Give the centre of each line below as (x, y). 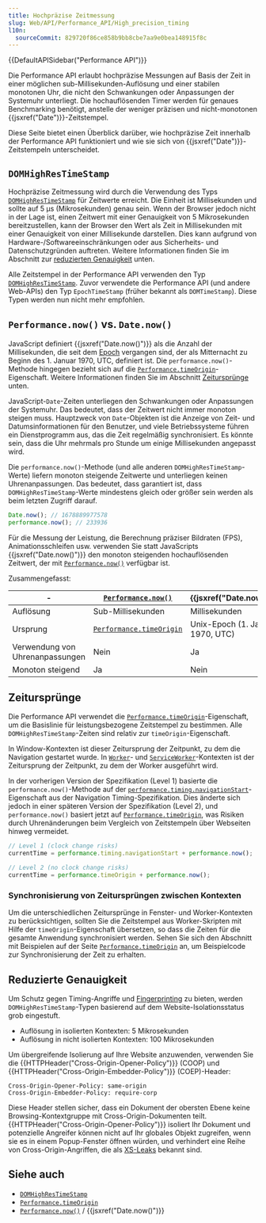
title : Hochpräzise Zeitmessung (61, 15)
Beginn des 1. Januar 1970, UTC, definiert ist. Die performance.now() (119, 360)
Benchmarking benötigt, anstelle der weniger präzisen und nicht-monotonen (133, 109)
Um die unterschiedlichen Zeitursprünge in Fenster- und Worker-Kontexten (131, 912)
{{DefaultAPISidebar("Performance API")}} (78, 60)
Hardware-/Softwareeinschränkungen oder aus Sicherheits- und (114, 242)
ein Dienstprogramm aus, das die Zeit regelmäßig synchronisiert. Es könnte (131, 434)
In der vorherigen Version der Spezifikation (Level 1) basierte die (113, 781)
